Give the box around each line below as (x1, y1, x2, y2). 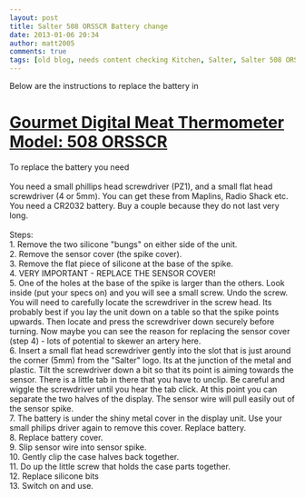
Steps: (9, 229, 34, 240)
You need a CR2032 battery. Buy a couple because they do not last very (9, 200, 280, 211)
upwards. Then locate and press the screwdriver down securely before (9, 315, 275, 327)
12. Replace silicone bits (9, 470, 100, 482)
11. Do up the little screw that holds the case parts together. (9, 461, 231, 472)
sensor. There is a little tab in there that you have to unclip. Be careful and (9, 373, 285, 384)
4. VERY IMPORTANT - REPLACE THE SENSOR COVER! (9, 267, 216, 278)
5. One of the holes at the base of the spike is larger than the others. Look (9, 277, 285, 288)
